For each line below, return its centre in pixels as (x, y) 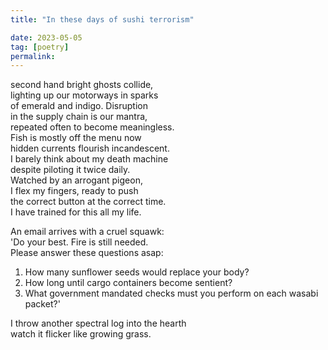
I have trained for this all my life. (76, 212)
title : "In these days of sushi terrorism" (102, 19)
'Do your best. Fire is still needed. (79, 242)
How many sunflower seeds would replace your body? (137, 272)
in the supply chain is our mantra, (79, 117)
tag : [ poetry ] (40, 47)
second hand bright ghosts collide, (82, 85)
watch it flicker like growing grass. (81, 334)
